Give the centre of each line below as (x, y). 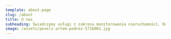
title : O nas (19, 19)
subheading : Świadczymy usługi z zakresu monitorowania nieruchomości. (83, 24)
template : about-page (28, 10)
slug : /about (19, 15)
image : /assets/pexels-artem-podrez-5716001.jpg (58, 29)
